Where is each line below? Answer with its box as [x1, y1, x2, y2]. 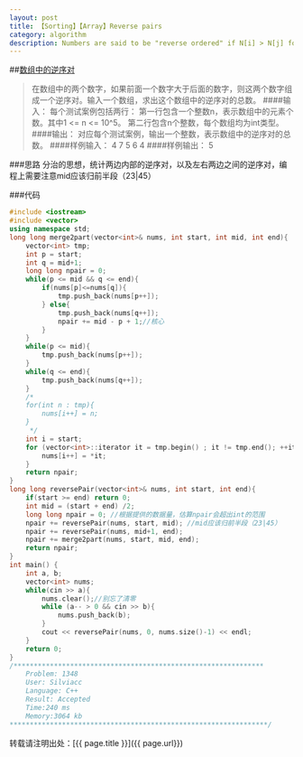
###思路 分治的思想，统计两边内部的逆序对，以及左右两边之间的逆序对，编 [9, 159, 288, 170]
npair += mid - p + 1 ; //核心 [57, 317, 165, 326]
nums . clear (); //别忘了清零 [41, 593, 137, 603]
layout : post [9, 13, 59, 23]
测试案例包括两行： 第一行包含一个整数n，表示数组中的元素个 [65, 106, 294, 117]
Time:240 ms [25, 703, 70, 712]
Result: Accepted [25, 695, 91, 704]
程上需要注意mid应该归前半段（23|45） [9, 171, 156, 182]
